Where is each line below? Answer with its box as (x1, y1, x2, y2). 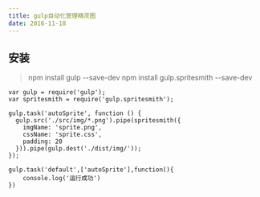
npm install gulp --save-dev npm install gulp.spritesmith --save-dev (27, 73, 253, 83)
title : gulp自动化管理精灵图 (8, 11, 96, 20)
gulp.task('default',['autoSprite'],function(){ (8, 166, 174, 174)
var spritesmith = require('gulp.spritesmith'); (8, 96, 174, 104)
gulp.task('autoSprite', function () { (8, 109, 142, 117)
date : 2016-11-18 (8, 19, 67, 27)
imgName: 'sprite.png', (22, 124, 103, 132)
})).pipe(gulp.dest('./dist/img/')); (15, 145, 142, 153)
